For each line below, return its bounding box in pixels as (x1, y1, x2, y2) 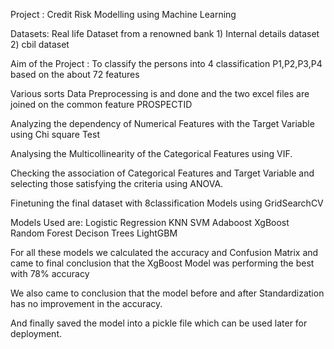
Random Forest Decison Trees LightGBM (10, 227, 178, 239)
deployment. (10, 328, 62, 339)
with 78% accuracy (10, 268, 90, 279)
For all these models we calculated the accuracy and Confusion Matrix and (10, 247, 319, 258)
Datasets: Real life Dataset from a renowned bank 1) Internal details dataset (10, 28, 320, 39)
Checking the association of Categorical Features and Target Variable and (10, 167, 315, 179)
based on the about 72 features (10, 69, 140, 80)
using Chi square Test (10, 129, 101, 140)
